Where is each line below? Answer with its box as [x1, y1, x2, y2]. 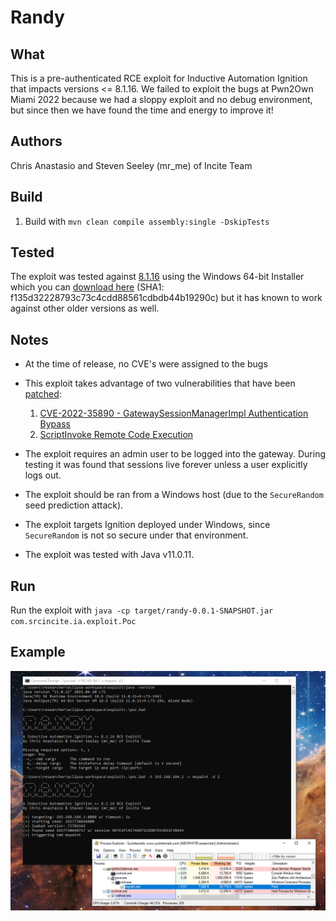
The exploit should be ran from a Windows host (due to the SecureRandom [24, 489, 324, 501]
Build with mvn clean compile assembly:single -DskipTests [24, 215, 270, 227]
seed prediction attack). [24, 499, 124, 511]
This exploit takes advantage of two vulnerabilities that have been [24, 377, 296, 390]
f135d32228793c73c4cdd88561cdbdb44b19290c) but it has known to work [10, 292, 323, 304]
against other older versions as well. [10, 302, 160, 315]
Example [10, 644, 66, 661]
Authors [10, 133, 63, 150]
